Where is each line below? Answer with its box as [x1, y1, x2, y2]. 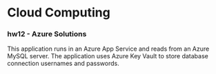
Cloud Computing [7, 5, 110, 21]
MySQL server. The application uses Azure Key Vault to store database [7, 52, 208, 60]
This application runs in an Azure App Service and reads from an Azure [7, 45, 210, 53]
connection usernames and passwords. [7, 60, 119, 68]
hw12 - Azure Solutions [7, 29, 87, 39]
